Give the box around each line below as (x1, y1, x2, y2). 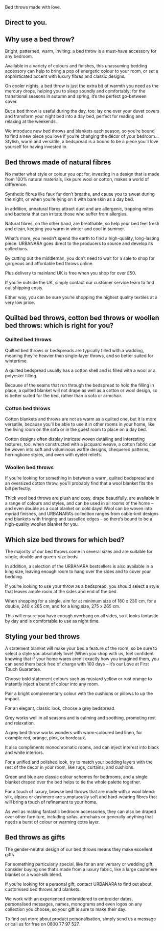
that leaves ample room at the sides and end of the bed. (5, 589, 118, 595)
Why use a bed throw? (5, 35, 75, 43)
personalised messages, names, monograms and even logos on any (5, 901, 142, 907)
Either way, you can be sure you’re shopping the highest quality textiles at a (5, 295, 158, 300)
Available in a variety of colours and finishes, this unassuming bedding (5, 63, 148, 69)
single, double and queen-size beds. (5, 554, 79, 560)
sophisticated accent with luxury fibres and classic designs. (5, 73, 126, 79)
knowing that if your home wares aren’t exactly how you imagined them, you (5, 656, 159, 661)
